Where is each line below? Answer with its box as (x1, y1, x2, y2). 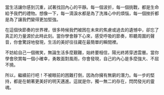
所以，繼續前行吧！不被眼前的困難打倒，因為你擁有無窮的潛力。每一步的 (5, 72, 150, 78)
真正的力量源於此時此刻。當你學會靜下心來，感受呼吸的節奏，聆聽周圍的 (5, 33, 150, 39)
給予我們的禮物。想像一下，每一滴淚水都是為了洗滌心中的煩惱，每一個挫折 (5, 10, 155, 16)
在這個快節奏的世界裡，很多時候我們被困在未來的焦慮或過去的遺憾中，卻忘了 (5, 27, 159, 33)
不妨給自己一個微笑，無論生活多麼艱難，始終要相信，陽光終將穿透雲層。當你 (5, 49, 159, 55)
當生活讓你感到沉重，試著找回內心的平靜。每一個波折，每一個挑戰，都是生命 (5, 4, 159, 10)
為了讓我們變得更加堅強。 (9, 17, 61, 22)
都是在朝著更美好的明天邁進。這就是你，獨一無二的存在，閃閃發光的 (13, 78, 150, 84)
